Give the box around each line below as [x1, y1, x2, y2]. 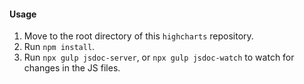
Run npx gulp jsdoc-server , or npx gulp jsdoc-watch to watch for [23, 51, 295, 64]
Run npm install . [23, 41, 96, 53]
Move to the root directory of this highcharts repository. [23, 30, 254, 42]
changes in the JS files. [23, 62, 121, 74]
